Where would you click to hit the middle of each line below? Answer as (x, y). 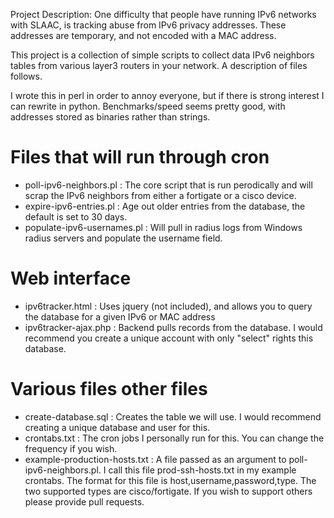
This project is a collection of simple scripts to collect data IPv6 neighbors (162, 55)
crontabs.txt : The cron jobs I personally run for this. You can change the (174, 438)
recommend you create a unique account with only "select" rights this (169, 338)
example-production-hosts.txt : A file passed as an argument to (155, 459)
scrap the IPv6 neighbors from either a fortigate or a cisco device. (160, 195)
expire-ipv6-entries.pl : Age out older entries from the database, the (165, 206)
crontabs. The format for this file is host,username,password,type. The (170, 480)
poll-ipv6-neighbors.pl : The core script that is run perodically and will (168, 185)
